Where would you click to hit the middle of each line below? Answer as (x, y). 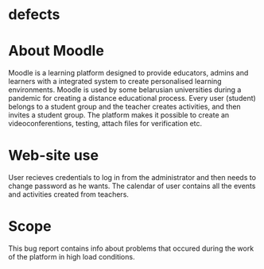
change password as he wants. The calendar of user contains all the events (132, 186)
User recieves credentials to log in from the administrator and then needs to (132, 178)
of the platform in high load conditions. (72, 257)
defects (34, 15)
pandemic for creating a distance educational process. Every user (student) (132, 98)
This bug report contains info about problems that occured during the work (131, 248)
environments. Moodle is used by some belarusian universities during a (125, 90)
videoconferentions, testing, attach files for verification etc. (105, 124)
